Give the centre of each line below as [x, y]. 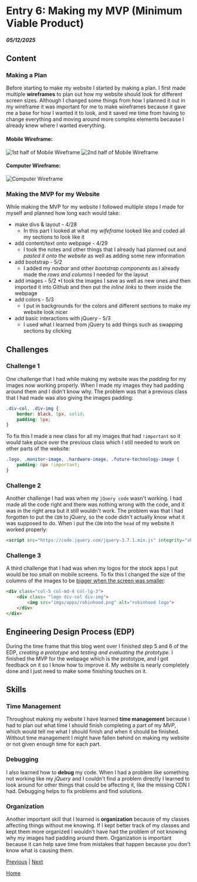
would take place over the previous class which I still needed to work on [93, 442]
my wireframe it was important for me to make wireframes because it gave [96, 107]
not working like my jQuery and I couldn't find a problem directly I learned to [98, 778]
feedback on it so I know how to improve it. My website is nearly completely [98, 665]
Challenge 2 [23, 485]
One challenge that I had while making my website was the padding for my [96, 379]
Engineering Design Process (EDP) [70, 632]
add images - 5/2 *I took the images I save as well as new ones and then [103, 281]
